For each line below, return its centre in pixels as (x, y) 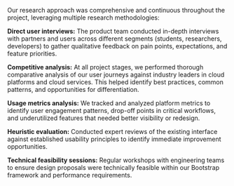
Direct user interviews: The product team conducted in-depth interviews (113, 31)
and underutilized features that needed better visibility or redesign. (104, 118)
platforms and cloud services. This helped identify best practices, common (116, 82)
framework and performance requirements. (70, 175)
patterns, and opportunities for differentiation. (73, 89)
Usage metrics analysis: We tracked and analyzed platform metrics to (109, 103)
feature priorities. (32, 53)
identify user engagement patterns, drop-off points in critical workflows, (111, 111)
